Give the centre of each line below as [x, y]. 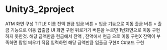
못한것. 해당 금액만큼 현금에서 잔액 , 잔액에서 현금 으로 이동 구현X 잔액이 [85, 36]
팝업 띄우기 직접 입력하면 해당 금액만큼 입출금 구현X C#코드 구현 [81, 42]
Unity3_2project [40, 9]
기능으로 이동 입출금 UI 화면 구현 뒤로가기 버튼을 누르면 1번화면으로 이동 [80, 30]
